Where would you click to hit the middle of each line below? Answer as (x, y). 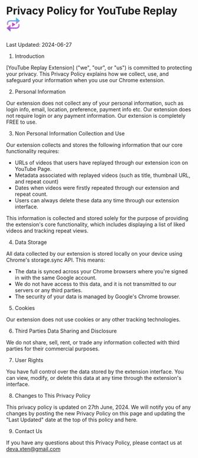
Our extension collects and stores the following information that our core (95, 145)
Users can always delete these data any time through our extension (97, 200)
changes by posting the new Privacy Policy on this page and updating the (95, 413)
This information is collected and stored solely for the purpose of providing (97, 218)
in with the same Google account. (56, 278)
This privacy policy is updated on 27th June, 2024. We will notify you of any (98, 407)
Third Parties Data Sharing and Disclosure (66, 331)
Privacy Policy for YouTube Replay (92, 11)
